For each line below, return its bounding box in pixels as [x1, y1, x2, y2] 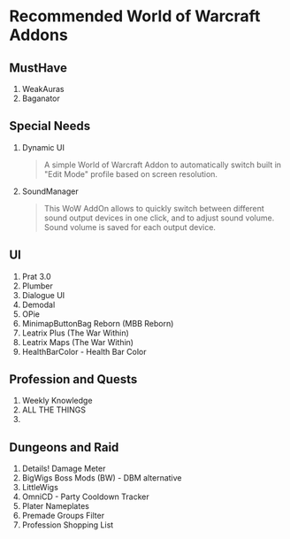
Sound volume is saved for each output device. [43, 221, 217, 232]
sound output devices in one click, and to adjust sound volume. [43, 212, 275, 223]
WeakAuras [21, 84, 65, 94]
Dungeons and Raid [9, 440, 119, 455]
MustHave [9, 60, 68, 75]
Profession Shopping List [21, 520, 114, 530]
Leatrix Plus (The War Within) [21, 327, 130, 338]
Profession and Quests [9, 372, 138, 387]
